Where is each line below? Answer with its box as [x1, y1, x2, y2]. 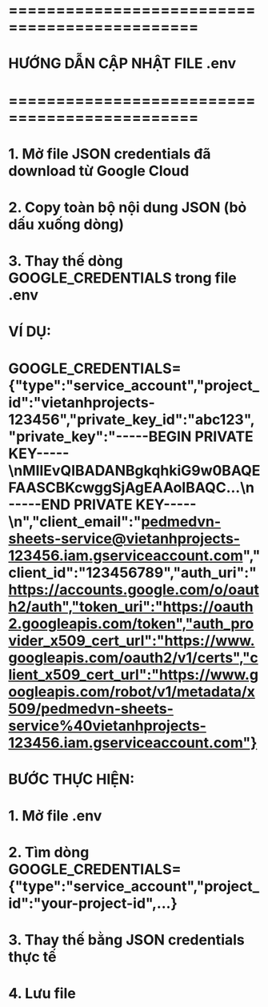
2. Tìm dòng [8, 844, 90, 861]
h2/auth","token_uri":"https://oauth [8, 597, 254, 616]
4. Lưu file [8, 985, 76, 1003]
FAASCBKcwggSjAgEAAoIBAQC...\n [8, 478, 254, 496]
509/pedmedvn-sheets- [8, 700, 174, 717]
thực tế [8, 948, 57, 966]
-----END [8, 495, 71, 513]
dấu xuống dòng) [8, 215, 125, 233]
